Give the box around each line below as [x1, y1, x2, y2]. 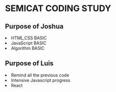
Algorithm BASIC [11, 46, 45, 51]
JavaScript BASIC [11, 40, 47, 46]
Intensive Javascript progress [11, 77, 70, 83]
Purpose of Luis [5, 59, 54, 68]
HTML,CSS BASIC [11, 35, 47, 41]
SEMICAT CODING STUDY [5, 3, 112, 14]
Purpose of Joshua [5, 22, 64, 31]
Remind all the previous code [11, 72, 69, 78]
